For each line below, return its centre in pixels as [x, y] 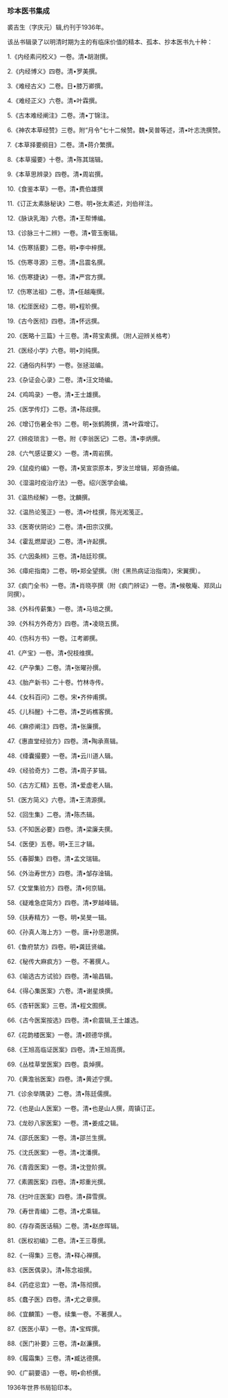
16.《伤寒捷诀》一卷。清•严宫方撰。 [58, 277]
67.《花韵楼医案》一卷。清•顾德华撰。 [61, 1035]
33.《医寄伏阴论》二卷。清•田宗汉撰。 [62, 527]
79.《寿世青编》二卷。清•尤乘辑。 [56, 1211]
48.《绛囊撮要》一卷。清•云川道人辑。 [62, 756]
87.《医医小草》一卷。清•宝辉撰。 [55, 1329]
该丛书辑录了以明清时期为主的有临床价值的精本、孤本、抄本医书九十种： [110, 42]
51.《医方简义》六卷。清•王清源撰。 [58, 800]
